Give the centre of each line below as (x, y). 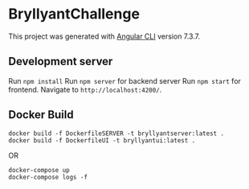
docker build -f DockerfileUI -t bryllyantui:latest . (102, 140)
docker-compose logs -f (48, 177)
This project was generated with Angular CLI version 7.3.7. (104, 36)
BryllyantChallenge (74, 14)
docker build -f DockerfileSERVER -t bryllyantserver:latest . (116, 134)
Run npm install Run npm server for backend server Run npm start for (124, 80)
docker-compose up (39, 170)
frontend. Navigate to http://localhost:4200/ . (85, 89)
